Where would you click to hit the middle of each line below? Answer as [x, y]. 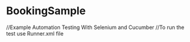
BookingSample [46, 11]
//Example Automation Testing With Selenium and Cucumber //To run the [95, 27]
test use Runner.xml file [35, 33]
